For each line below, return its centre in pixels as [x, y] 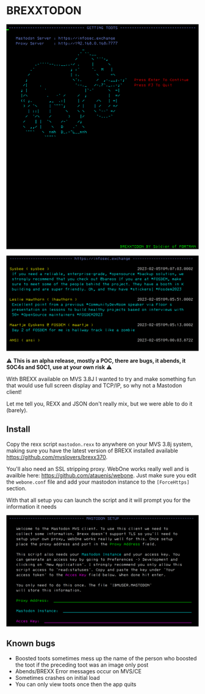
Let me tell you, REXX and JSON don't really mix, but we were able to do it [99, 404]
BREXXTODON [44, 11]
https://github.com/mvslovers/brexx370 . [57, 457]
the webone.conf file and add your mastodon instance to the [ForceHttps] [98, 482]
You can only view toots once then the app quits [76, 684]
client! [14, 392]
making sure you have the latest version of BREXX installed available [92, 450]
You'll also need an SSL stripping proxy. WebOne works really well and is [98, 469]
